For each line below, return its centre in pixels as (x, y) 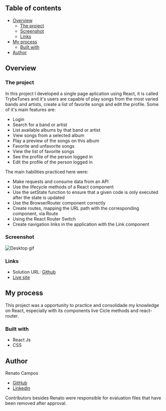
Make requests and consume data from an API (61, 181)
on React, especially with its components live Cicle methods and (72, 311)
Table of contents (33, 8)
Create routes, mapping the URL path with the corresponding (76, 208)
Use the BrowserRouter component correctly (59, 202)
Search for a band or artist (40, 125)
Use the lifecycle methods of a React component (63, 187)
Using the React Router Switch (44, 219)
